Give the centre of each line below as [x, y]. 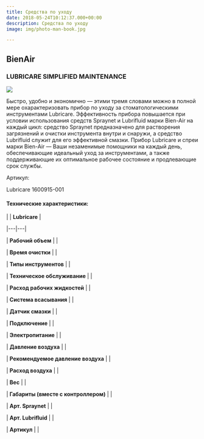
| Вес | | [16, 382]
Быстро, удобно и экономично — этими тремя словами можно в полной [101, 101]
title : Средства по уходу [39, 12]
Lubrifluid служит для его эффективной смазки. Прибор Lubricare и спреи [102, 140]
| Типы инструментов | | [39, 264]
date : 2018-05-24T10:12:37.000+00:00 [54, 18]
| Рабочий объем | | [32, 241]
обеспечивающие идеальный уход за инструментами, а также [88, 152]
